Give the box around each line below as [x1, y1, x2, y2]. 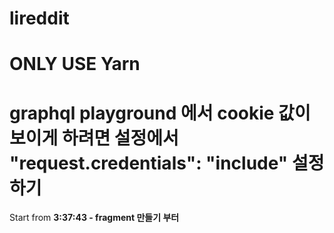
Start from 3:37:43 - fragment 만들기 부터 [9, 212, 180, 224]
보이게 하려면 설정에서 [9, 127, 179, 149]
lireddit [9, 7, 70, 30]
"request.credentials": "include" [9, 152, 289, 174]
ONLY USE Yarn [9, 53, 141, 76]
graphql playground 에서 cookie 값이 [9, 102, 311, 124]
